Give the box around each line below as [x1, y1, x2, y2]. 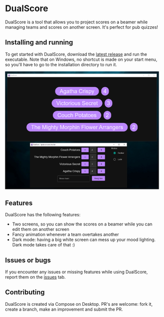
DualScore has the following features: [5, 212, 81, 218]
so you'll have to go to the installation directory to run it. [5, 61, 117, 67]
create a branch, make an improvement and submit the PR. [5, 306, 123, 312]
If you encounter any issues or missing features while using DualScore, [5, 269, 148, 275]
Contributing [5, 288, 45, 297]
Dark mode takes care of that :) [12, 242, 75, 248]
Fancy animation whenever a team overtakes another [12, 232, 119, 238]
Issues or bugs [5, 256, 51, 264]
